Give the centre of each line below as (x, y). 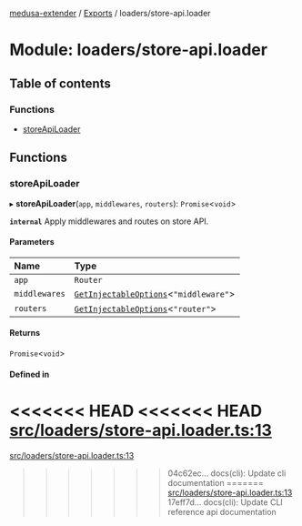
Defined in (30, 374)
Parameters (32, 242)
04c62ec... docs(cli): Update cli (227, 473)
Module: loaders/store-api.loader (139, 50)
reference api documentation (222, 511)
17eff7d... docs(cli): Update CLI (226, 502)
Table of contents (60, 83)
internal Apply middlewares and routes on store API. (109, 221)
